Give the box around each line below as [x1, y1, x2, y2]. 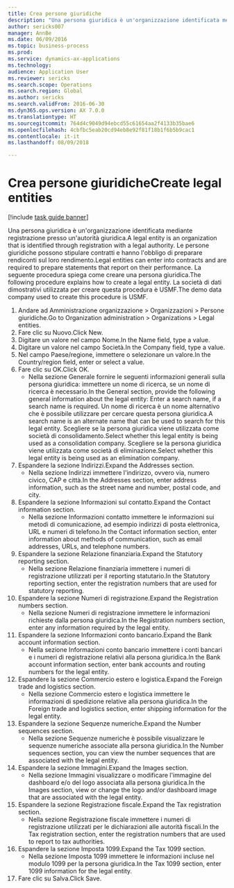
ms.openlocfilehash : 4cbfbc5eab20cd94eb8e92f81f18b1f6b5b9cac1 [8, 126, 195, 133]
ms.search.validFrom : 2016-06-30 [8, 101, 105, 108]
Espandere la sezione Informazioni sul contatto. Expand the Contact [17, 498, 211, 507]
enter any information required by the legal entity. [28, 623, 170, 632]
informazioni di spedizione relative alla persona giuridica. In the [28, 697, 208, 705]
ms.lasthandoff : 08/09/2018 [8, 140, 90, 146]
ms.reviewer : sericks [8, 74, 71, 82]
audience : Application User [8, 68, 90, 75]
